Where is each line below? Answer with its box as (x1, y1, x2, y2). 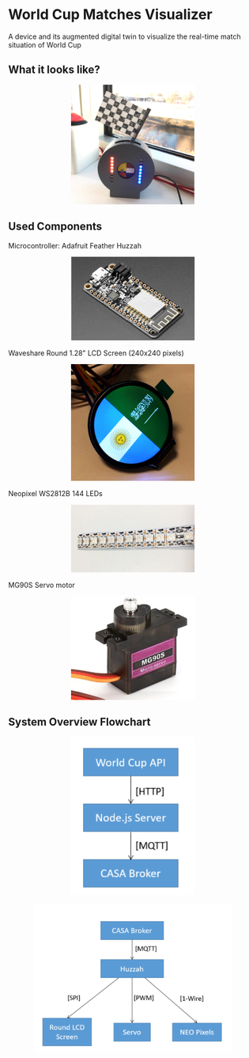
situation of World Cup (8, 40, 81, 49)
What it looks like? (8, 63, 100, 77)
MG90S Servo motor (8, 580, 75, 590)
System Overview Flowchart (8, 715, 151, 729)
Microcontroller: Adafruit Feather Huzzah (8, 241, 142, 250)
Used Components (8, 220, 103, 233)
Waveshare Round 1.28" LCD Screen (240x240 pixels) (8, 348, 184, 358)
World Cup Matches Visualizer (8, 6, 213, 24)
